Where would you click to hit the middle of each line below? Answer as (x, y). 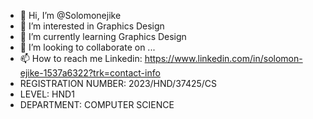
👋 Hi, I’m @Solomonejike (70, 15)
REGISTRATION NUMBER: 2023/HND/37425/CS (118, 83)
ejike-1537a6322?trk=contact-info (90, 73)
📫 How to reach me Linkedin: (81, 58)
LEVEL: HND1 (47, 94)
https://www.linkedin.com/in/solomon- (223, 58)
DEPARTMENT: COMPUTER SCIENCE (97, 104)
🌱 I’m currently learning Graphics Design (103, 36)
